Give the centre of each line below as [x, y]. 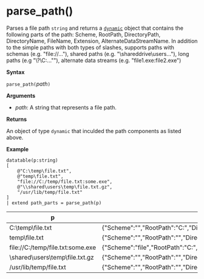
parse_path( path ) [28, 84]
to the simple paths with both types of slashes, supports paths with [90, 47]
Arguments [21, 95]
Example [18, 149]
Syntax [15, 72]
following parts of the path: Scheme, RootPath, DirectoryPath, [83, 34]
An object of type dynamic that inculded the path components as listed [94, 131]
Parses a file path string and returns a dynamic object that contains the [95, 28]
